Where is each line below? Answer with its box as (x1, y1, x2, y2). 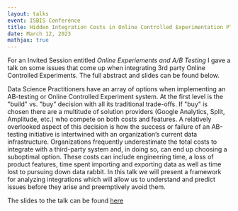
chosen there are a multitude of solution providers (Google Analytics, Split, (7, 108, 225, 116)
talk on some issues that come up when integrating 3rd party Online (7, 64, 205, 72)
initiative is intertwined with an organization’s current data (28, 130, 198, 139)
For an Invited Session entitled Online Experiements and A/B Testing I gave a (7, 56, 231, 64)
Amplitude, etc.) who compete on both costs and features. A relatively (7, 115, 212, 124)
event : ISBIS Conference (7, 17, 81, 24)
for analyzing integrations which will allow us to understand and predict (7, 175, 216, 184)
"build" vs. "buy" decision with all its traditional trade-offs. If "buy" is (7, 100, 208, 108)
